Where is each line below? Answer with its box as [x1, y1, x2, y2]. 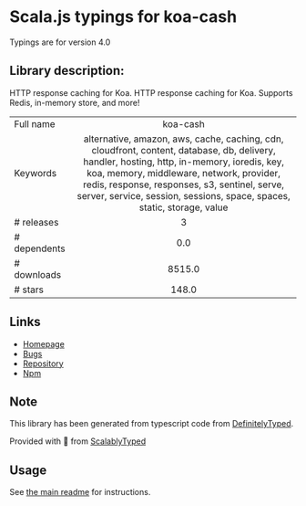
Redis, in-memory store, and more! [9, 97, 140, 108]
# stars [14, 283, 44, 296]
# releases [14, 216, 59, 228]
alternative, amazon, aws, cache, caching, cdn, [83, 132, 284, 145]
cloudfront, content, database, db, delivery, [91, 143, 276, 156]
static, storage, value [138, 201, 229, 214]
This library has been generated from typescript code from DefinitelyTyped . [9, 418, 294, 429]
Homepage [22, 338, 66, 349]
